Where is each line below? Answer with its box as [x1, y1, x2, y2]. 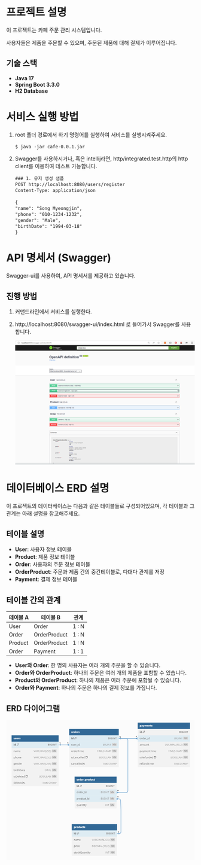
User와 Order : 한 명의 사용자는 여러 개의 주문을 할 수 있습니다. [14, 662, 161, 669]
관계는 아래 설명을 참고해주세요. [6, 510, 80, 517]
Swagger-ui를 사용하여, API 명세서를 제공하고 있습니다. [6, 272, 136, 279]
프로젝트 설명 [6, 5, 67, 19]
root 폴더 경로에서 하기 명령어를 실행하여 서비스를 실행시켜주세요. [14, 131, 167, 138]
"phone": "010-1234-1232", [14, 211, 83, 217]
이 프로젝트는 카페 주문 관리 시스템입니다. [6, 26, 102, 33]
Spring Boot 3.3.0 [14, 81, 60, 88]
